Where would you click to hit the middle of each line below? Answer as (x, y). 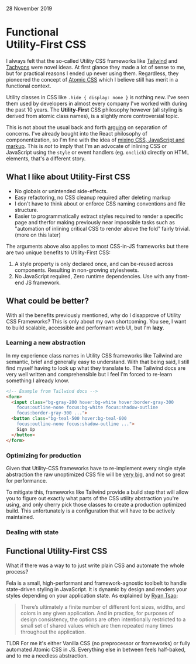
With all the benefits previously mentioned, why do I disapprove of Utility (94, 315)
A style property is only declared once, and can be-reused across (94, 264)
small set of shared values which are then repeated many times (97, 625)
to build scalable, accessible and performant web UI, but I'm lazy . (85, 328)
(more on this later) (38, 235)
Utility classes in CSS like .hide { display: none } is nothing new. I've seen (98, 97)
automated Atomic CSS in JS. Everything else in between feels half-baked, (96, 649)
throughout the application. (53, 632)
